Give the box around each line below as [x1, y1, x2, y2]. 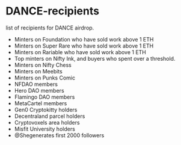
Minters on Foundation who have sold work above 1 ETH [14, 35, 154, 43]
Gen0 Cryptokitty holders [14, 106, 78, 113]
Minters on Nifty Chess [14, 61, 72, 69]
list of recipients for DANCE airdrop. [5, 24, 94, 31]
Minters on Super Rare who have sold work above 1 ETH [14, 42, 154, 49]
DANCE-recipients [5, 4, 100, 18]
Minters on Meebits [14, 67, 63, 75]
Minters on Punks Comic [14, 74, 76, 81]
